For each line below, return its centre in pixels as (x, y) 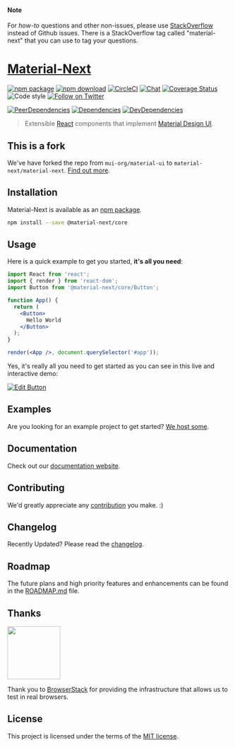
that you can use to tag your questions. (82, 41)
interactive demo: (33, 374)
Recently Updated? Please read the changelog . (76, 544)
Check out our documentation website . (64, 466)
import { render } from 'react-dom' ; (63, 281)
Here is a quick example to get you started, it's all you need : (95, 261)
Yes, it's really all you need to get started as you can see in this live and (111, 366)
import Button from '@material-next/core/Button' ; (83, 288)
